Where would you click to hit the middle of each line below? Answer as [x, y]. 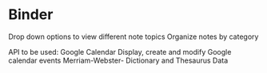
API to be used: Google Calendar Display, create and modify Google [120, 52]
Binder [31, 15]
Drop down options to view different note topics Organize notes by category [133, 36]
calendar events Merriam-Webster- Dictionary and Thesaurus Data [118, 60]
